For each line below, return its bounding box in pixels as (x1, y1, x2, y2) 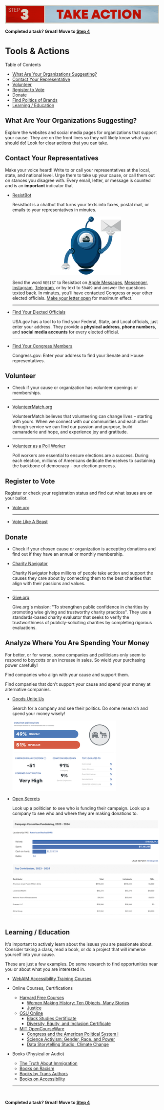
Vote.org (12, 505, 30, 511)
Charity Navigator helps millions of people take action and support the (12, 570, 154, 576)
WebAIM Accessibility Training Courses (12, 976, 92, 981)
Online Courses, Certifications (12, 985, 73, 991)
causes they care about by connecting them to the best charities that (12, 575, 151, 581)
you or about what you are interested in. (5, 966, 85, 972)
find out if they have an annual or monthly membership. (12, 551, 123, 557)
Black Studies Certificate (26, 1015, 77, 1021)
